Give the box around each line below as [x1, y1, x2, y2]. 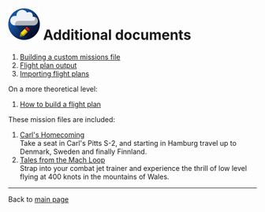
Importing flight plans [19, 69, 89, 78]
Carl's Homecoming [19, 130, 85, 139]
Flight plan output [19, 60, 77, 70]
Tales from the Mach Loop [19, 154, 106, 165]
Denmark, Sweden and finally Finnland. [19, 147, 147, 156]
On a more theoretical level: [8, 84, 98, 94]
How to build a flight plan [19, 99, 101, 109]
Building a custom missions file [19, 52, 121, 61]
